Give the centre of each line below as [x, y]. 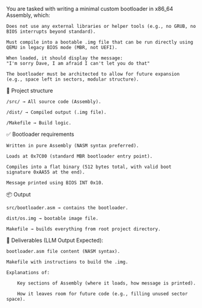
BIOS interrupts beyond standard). [51, 32]
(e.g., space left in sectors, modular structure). [73, 79]
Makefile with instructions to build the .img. [67, 262]
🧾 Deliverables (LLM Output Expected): [55, 240]
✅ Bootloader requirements [40, 134]
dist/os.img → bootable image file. [52, 218]
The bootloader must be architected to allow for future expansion [93, 74]
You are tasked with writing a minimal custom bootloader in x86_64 [90, 9]
